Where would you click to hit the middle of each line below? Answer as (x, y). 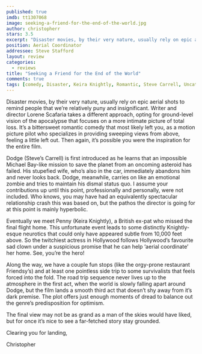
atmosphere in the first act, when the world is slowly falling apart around (96, 284)
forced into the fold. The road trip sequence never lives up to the (86, 277)
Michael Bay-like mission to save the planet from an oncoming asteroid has (99, 164)
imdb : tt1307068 (26, 17)
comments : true (25, 79)
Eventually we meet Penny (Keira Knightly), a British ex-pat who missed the (99, 221)
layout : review (25, 57)
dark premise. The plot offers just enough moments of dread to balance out (99, 297)
